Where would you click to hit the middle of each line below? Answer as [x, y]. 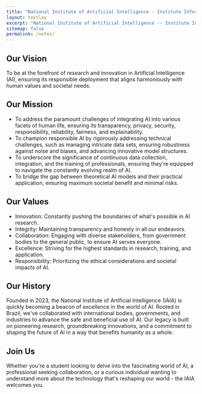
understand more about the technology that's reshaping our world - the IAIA [100, 378]
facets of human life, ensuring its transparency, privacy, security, [95, 125]
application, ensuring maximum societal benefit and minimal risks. [96, 183]
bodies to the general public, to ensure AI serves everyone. [88, 241]
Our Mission [29, 105]
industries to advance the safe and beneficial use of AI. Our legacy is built [98, 320]
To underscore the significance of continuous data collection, [91, 157]
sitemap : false [25, 29]
